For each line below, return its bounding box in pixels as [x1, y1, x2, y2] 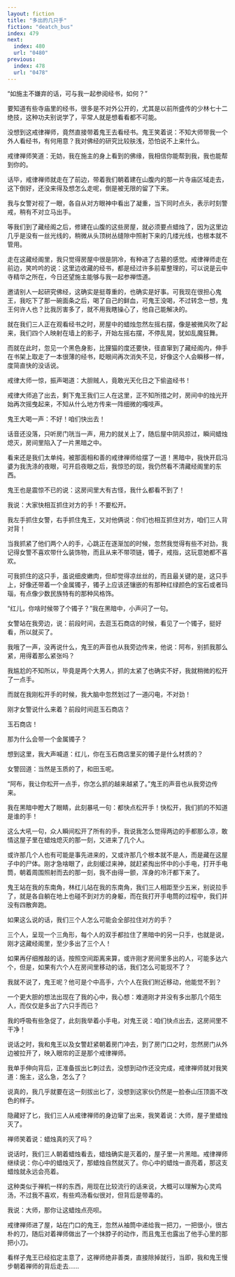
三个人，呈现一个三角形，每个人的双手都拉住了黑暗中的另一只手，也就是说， [7, 930, 228, 939]
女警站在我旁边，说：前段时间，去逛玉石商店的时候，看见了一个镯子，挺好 [7, 619, 222, 627]
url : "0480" [13, 50, 49, 57]
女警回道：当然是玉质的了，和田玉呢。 [7, 764, 117, 773]
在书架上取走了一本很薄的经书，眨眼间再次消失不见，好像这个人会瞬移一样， [7, 352, 228, 361]
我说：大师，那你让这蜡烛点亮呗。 [7, 1205, 106, 1214]
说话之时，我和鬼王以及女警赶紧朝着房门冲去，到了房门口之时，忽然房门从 [7, 1040, 222, 1048]
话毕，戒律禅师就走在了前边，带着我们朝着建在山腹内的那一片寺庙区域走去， [7, 175, 228, 183]
